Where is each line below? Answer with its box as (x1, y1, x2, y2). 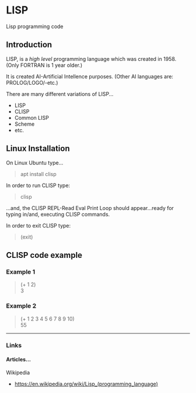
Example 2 (6, 302, 37, 310)
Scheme (14, 120, 35, 127)
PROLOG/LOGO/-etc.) (6, 79, 58, 86)
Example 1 (6, 267, 36, 275)
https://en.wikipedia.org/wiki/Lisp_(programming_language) (14, 380, 159, 387)
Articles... (6, 356, 31, 363)
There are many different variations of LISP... (6, 90, 114, 97)
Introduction (6, 40, 52, 50)
